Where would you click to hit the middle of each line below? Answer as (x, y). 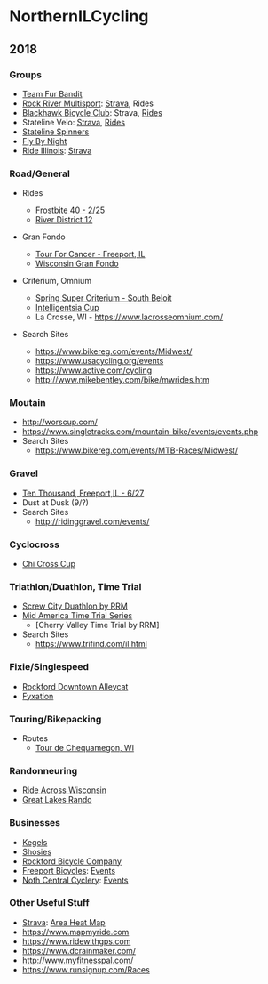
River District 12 (64, 220)
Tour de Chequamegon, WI (85, 747)
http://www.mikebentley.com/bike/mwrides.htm (122, 380)
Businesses (35, 823)
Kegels (35, 842)
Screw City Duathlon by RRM (75, 606)
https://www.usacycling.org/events (99, 361)
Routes (35, 738)
